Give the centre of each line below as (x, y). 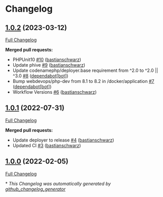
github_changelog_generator (36, 189)
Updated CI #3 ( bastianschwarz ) (47, 145)
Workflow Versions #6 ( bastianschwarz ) (55, 92)
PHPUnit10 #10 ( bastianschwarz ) (47, 60)
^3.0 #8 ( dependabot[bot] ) (40, 76)
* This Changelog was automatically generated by (58, 183)
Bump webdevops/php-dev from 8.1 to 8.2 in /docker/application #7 (83, 81)
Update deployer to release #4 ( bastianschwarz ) (63, 140)
